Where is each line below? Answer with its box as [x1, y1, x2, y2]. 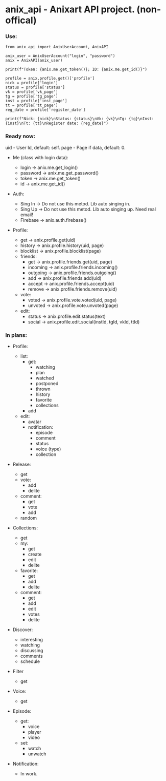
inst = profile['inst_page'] [5, 99, 67, 104]
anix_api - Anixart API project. [5, 4, 135, 15]
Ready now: [5, 132, 36, 140]
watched [35, 375, 54, 381]
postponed [35, 380, 59, 387]
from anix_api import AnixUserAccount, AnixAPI [5, 45, 109, 50]
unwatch [28, 751, 46, 757]
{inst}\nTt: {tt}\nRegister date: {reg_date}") [5, 121, 109, 126]
